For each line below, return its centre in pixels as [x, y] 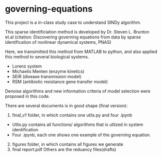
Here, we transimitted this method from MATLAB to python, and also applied [81, 52]
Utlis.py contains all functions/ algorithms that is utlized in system [77, 124]
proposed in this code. [27, 96]
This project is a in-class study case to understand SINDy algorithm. [73, 22]
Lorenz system [27, 66]
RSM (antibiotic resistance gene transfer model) [60, 82]
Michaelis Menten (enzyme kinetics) [48, 71]
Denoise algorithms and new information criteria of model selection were [78, 91]
